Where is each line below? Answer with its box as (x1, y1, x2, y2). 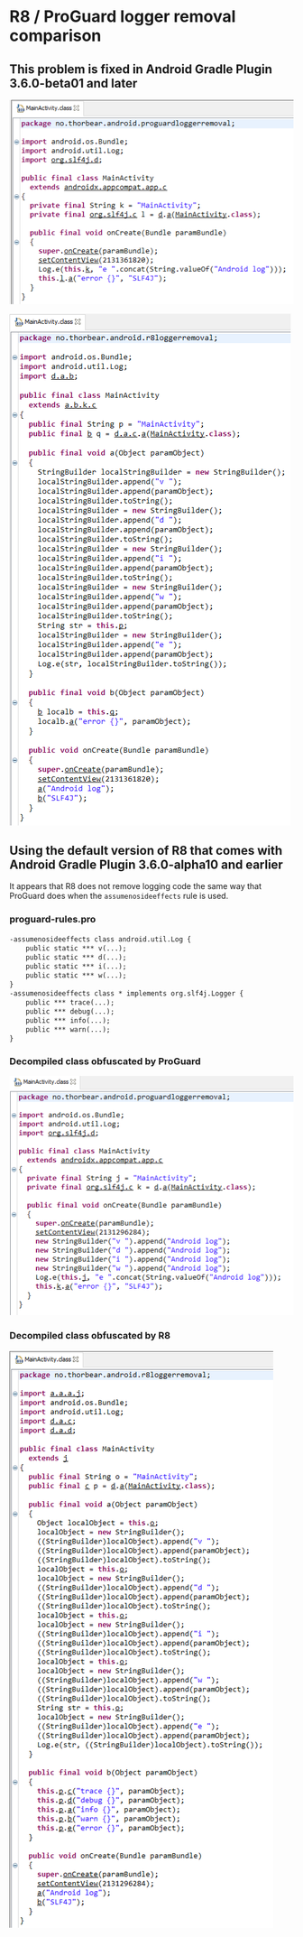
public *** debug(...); (25, 1006, 115, 1016)
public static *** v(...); (25, 943, 127, 953)
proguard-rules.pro (9, 913, 96, 926)
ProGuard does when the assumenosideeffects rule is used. (9, 891, 229, 902)
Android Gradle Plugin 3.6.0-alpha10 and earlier (9, 857, 284, 873)
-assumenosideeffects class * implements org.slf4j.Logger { (9, 988, 244, 998)
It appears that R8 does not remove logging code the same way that (9, 881, 262, 892)
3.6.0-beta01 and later (9, 75, 138, 91)
